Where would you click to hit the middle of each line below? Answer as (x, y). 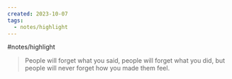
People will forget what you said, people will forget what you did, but (125, 61)
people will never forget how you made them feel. (97, 68)
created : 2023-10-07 (38, 14)
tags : (15, 20)
